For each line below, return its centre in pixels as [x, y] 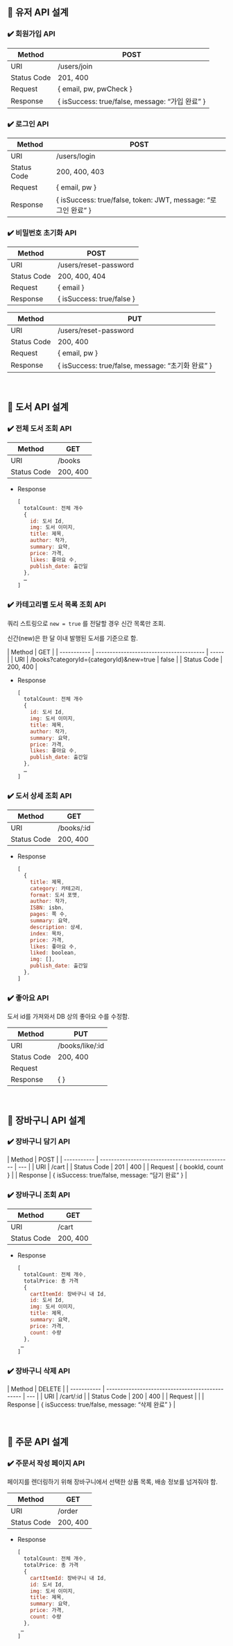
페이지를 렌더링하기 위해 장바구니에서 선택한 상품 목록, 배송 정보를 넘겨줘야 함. [113, 1482]
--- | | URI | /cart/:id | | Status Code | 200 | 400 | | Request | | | [115, 1396]
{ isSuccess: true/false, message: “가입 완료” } [132, 101]
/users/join [75, 66]
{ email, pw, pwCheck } [95, 89]
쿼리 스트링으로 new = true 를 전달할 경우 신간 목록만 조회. [86, 623]
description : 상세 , [57, 927]
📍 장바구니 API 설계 [46, 1120]
